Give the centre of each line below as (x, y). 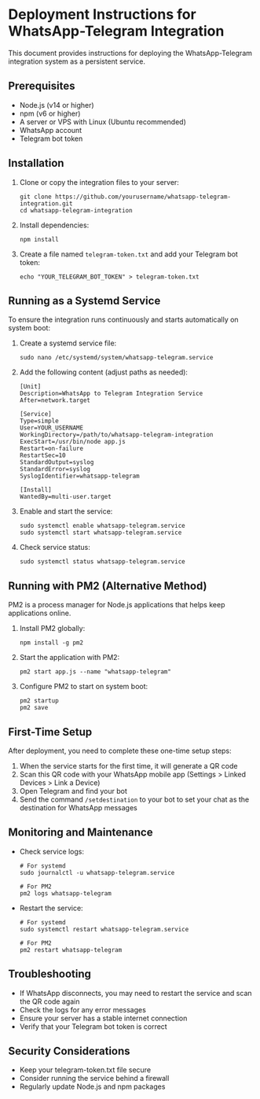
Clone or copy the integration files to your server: (99, 182)
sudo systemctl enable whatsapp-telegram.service (103, 526)
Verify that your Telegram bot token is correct (93, 1026)
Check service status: (55, 548)
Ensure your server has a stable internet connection (103, 1018)
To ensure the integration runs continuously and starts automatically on (123, 319)
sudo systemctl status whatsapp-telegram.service (103, 562)
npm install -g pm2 (51, 643)
